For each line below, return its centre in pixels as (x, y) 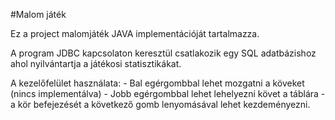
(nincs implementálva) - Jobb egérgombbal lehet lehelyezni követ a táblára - (168, 93)
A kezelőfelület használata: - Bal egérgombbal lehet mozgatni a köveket (157, 83)
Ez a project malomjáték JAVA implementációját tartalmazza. (135, 33)
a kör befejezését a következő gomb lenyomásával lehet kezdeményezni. (160, 104)
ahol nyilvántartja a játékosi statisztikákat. (96, 63)
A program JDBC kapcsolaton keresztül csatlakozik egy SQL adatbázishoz (163, 53)
